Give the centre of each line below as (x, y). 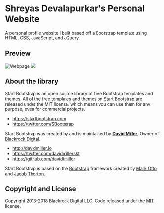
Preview (18, 53)
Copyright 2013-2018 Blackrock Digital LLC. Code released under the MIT (80, 201)
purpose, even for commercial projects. (45, 109)
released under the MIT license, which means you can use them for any (78, 104)
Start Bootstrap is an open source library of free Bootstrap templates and (79, 93)
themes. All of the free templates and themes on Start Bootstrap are (74, 99)
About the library (32, 82)
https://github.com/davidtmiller (44, 159)
